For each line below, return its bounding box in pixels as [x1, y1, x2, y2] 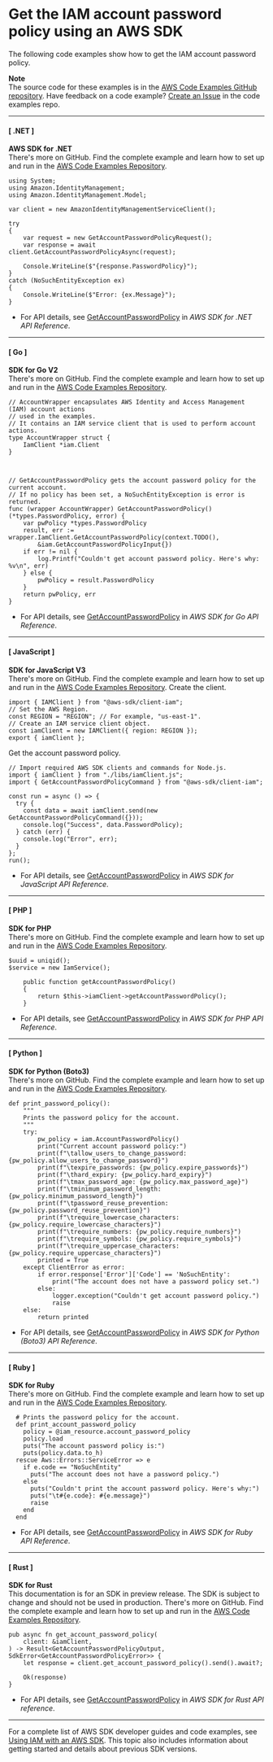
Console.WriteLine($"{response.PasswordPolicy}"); [23, 262, 198, 271]
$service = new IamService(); [8, 964, 111, 972]
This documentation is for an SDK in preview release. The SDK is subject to [8, 1589, 260, 1599]
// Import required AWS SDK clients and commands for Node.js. [8, 763, 227, 772]
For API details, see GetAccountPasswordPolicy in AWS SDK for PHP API [19, 1013, 264, 1023]
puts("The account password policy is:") [23, 1442, 165, 1450]
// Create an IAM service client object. [8, 719, 151, 728]
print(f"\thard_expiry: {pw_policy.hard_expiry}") [37, 1170, 213, 1178]
